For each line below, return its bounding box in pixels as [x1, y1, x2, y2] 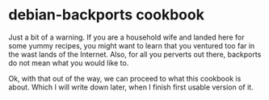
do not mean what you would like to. [8, 58, 129, 68]
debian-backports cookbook [8, 6, 204, 24]
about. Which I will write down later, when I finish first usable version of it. [8, 82, 254, 92]
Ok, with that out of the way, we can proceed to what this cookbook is [8, 73, 242, 83]
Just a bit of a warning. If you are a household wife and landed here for [8, 32, 245, 42]
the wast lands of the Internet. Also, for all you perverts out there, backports [8, 49, 262, 59]
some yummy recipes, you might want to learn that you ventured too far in [8, 40, 255, 50]
